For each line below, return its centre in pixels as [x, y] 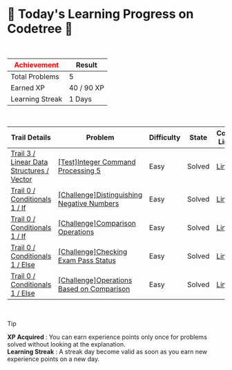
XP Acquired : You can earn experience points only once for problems [107, 337]
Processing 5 [79, 171]
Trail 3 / [23, 153]
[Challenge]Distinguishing [100, 195]
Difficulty [165, 137]
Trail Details [31, 137]
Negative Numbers [88, 203]
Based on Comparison [94, 289]
